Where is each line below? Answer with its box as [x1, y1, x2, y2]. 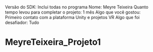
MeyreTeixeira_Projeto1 [5, 36, 101, 48]
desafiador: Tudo [5, 19, 39, 25]
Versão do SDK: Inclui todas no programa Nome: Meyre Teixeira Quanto [5, 4, 149, 10]
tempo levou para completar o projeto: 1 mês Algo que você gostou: [5, 9, 141, 15]
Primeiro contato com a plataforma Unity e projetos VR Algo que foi [5, 15, 140, 20]
